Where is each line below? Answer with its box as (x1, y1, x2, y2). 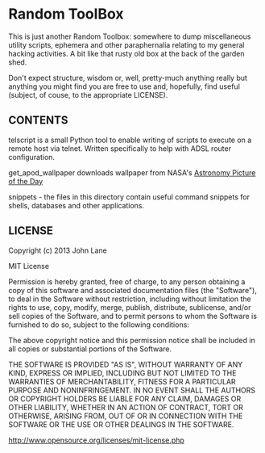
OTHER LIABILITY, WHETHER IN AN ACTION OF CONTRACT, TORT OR (8, 402, 243, 412)
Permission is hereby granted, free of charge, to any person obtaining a (8, 276, 246, 287)
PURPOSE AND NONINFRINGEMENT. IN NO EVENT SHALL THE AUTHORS (8, 385, 256, 395)
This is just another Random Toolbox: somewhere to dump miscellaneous (8, 31, 251, 41)
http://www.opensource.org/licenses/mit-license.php (8, 435, 185, 445)
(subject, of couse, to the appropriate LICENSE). (8, 90, 168, 99)
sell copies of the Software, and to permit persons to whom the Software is (8, 311, 258, 321)
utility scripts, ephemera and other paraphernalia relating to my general (8, 40, 245, 49)
